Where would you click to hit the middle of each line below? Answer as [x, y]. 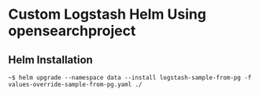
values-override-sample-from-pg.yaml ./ [76, 84]
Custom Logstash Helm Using [107, 14]
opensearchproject [72, 31]
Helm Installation [50, 60]
